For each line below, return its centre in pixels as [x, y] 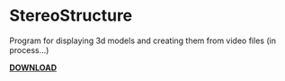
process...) [29, 49]
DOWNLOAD [33, 67]
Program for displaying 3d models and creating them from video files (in [143, 40]
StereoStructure [71, 16]
